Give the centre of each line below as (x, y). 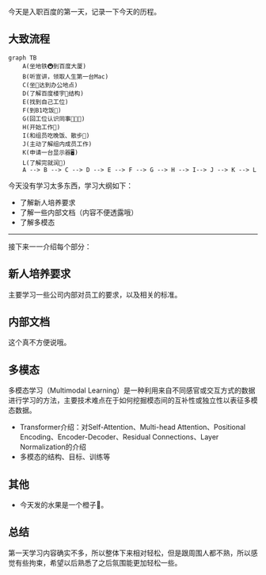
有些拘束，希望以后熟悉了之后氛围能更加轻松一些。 (98, 562)
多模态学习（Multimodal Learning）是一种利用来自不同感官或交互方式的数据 (132, 390)
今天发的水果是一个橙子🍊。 (64, 505)
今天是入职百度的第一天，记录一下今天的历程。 (84, 11)
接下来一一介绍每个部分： (50, 246)
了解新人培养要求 (47, 202)
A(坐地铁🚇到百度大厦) (55, 66)
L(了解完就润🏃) (44, 163)
